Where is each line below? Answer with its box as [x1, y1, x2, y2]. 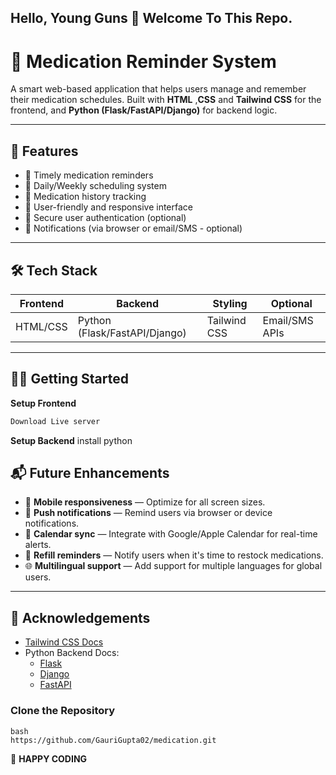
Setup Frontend [10, 397, 77, 409]
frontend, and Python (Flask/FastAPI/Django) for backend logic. [10, 104, 278, 116]
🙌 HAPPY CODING [10, 752, 88, 765]
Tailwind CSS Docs [24, 636, 104, 648]
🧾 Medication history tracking [24, 191, 147, 203]
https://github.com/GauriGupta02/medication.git [10, 735, 217, 745]
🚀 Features [10, 142, 79, 160]
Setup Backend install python [10, 434, 133, 446]
